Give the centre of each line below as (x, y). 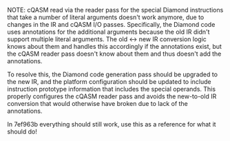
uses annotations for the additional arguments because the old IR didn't (108, 32)
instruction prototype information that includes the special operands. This (111, 89)
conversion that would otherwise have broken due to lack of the (97, 104)
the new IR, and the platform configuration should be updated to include (109, 82)
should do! (22, 131)
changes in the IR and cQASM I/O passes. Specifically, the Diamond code (111, 24)
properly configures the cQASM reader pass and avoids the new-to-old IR (112, 96)
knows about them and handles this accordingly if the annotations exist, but (115, 46)
